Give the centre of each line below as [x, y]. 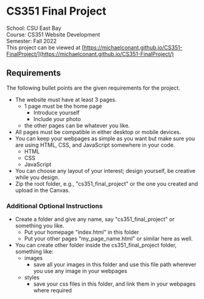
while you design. [37, 177]
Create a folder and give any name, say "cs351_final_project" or [95, 219]
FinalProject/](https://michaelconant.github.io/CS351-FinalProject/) [90, 54]
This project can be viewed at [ [45, 47]
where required [52, 290]
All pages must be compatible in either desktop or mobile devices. [98, 132]
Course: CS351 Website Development [53, 34]
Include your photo [57, 119]
